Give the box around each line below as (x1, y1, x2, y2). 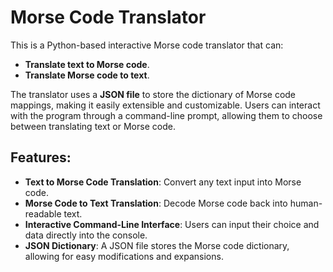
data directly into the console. (24, 229, 148, 241)
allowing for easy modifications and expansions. (24, 250, 224, 262)
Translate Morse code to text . (24, 69, 150, 81)
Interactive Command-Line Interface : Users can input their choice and (24, 218, 320, 230)
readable (24, 207, 62, 220)
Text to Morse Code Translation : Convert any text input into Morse (24, 176, 302, 188)
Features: (10, 149, 72, 166)
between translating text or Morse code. (10, 120, 176, 132)
